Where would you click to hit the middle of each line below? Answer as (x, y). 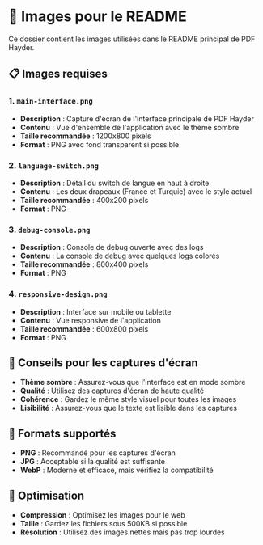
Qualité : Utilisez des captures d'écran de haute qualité (112, 391)
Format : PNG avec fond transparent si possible (100, 144)
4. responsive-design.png (58, 294)
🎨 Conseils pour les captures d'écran (103, 363)
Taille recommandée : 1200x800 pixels (85, 136)
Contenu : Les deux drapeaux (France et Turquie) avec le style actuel (136, 191)
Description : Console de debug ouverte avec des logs (112, 247)
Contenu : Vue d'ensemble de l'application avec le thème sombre (129, 127)
